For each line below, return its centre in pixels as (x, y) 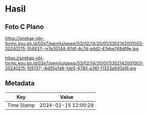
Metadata (20, 83)
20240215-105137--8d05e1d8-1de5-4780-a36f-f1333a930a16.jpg (71, 68)
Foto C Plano (24, 27)
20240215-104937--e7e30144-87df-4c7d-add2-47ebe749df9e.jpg (72, 49)
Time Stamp (21, 105)
